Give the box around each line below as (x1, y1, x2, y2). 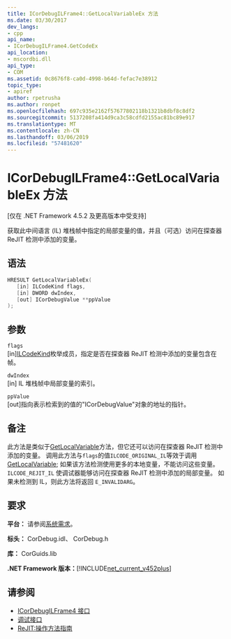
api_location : (7, 50, 49, 57)
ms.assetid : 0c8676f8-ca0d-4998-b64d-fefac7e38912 (7, 75, 158, 82)
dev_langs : (7, 23, 39, 30)
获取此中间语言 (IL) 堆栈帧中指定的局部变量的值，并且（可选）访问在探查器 (7, 226, 222, 235)
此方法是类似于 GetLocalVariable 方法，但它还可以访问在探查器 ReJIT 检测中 (7, 442, 223, 450)
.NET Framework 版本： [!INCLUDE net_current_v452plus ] (7, 564, 172, 573)
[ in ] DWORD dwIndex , (16, 289, 77, 297)
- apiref (7, 88, 33, 95)
